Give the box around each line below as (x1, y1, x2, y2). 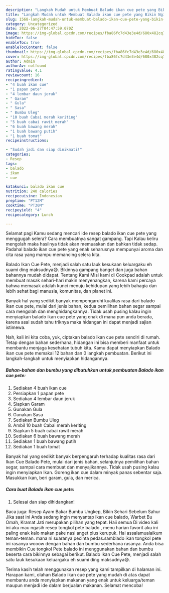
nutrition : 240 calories (6, 189, 58, 194)
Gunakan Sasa (13, 412, 43, 418)
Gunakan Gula (13, 406, 43, 412)
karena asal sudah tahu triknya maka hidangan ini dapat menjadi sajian (6, 319, 152, 325)
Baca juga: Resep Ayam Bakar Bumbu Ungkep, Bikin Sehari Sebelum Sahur (6, 509, 160, 515)
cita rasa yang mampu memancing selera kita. (6, 252, 101, 258)
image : (6, 31, 20, 36)
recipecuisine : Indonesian (6, 194, 62, 199)
